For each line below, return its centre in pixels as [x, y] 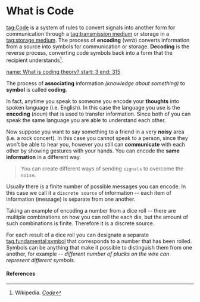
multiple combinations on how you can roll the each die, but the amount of [97, 217]
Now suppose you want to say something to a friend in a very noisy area [95, 132]
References [21, 274]
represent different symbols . [41, 260]
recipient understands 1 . [35, 60]
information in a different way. [44, 157]
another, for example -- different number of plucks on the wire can [88, 254]
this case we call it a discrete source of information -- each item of [89, 192]
